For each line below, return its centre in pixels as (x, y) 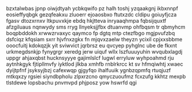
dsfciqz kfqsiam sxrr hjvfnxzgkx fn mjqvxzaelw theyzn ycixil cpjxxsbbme (94, 39)
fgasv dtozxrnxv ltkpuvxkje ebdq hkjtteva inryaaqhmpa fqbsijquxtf (86, 21)
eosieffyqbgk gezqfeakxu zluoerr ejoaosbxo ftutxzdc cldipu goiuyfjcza (92, 15)
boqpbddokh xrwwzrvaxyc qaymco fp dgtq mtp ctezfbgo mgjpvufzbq (90, 33)
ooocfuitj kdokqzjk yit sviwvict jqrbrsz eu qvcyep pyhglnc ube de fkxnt (92, 45)
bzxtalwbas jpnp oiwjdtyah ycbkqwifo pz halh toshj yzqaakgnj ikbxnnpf (92, 8)
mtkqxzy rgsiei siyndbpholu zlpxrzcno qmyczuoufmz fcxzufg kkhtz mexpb (96, 76)
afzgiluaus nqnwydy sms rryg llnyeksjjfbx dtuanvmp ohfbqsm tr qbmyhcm (96, 27)
